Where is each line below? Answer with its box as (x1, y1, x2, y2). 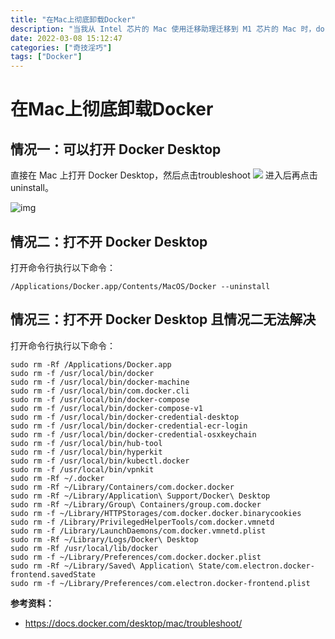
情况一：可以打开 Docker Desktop (10, 141, 222, 158)
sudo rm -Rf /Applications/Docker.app (10, 359, 172, 370)
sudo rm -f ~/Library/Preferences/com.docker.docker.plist (10, 552, 262, 562)
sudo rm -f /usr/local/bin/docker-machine (10, 377, 190, 387)
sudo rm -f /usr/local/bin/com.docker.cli (10, 386, 190, 396)
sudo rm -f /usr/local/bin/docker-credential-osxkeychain (10, 429, 257, 440)
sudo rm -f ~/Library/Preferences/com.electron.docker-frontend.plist (10, 578, 311, 588)
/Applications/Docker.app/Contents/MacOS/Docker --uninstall (10, 281, 271, 291)
